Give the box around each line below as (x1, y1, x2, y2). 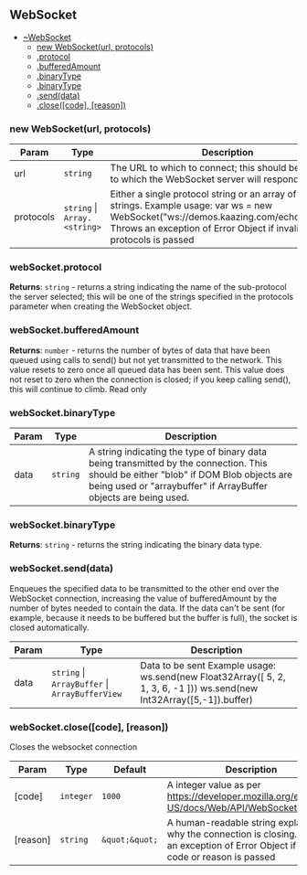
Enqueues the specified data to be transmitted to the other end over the (9, 582, 280, 593)
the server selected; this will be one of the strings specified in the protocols (9, 292, 294, 303)
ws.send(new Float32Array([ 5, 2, (140, 670, 286, 683)
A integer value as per (166, 778, 261, 791)
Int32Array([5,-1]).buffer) (140, 693, 253, 706)
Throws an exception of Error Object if (110, 222, 274, 235)
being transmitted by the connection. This (88, 457, 268, 469)
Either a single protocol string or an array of (110, 187, 297, 200)
